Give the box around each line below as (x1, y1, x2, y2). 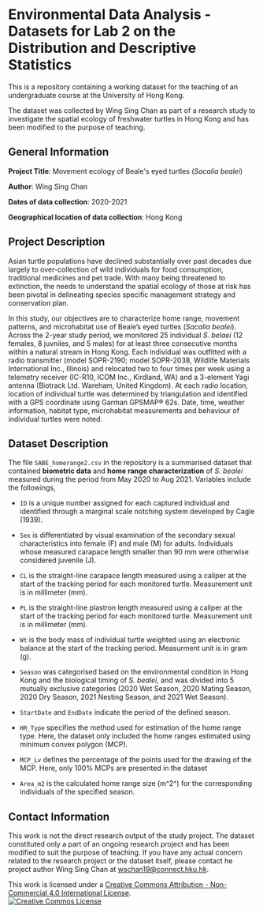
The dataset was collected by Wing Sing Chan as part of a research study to (8, 105, 256, 115)
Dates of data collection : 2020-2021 (8, 197, 128, 206)
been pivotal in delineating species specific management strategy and (8, 290, 236, 299)
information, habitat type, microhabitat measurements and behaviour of (8, 405, 240, 415)
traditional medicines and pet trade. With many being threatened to (8, 272, 226, 282)
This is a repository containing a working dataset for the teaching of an (8, 81, 239, 92)
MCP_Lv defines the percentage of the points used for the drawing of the (19, 755, 252, 765)
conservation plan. (8, 298, 69, 307)
